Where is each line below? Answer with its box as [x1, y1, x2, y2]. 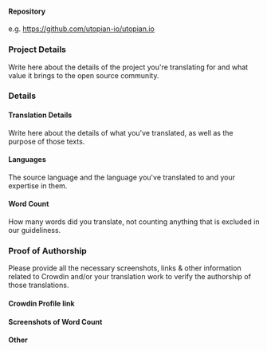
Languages [8, 155, 46, 164]
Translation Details [8, 110, 73, 120]
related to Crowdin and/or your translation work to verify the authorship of [8, 272, 251, 282]
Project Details [8, 44, 66, 55]
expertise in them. [8, 180, 68, 191]
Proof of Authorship [8, 245, 88, 256]
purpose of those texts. [8, 136, 85, 146]
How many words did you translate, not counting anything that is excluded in [8, 217, 260, 227]
